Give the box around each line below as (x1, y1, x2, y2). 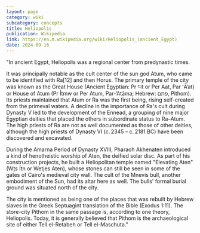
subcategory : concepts (6, 20, 63, 26)
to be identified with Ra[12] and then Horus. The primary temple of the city (6, 76, 189, 84)
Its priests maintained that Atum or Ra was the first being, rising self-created (6, 96, 194, 103)
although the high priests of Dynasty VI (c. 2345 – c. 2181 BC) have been (6, 128, 184, 135)
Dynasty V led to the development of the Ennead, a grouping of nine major (6, 109, 189, 116)
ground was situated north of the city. (6, 183, 99, 191)
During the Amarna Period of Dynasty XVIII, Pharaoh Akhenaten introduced (6, 146, 191, 153)
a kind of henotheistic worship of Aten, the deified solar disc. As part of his (6, 152, 190, 159)
